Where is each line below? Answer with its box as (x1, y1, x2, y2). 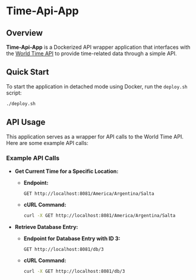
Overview (6, 28, 43, 38)
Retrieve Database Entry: (14, 223, 78, 230)
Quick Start (6, 67, 49, 77)
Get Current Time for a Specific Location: (14, 168, 119, 175)
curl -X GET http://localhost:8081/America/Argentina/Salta (23, 212, 176, 218)
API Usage (6, 117, 46, 127)
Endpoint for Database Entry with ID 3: (23, 235, 121, 242)
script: (6, 89, 22, 96)
